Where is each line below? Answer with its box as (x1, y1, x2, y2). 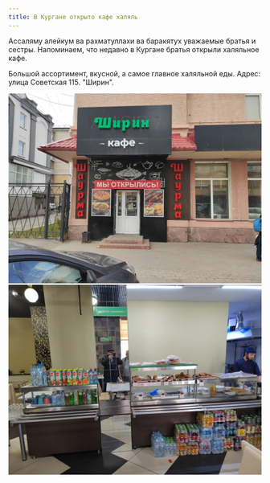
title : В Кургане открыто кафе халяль (8, 13, 138, 21)
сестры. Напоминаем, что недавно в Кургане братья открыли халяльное (8, 44, 260, 54)
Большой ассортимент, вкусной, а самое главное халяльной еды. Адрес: (8, 68, 261, 78)
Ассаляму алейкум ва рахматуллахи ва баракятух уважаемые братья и (8, 36, 256, 46)
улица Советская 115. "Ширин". (8, 77, 114, 87)
